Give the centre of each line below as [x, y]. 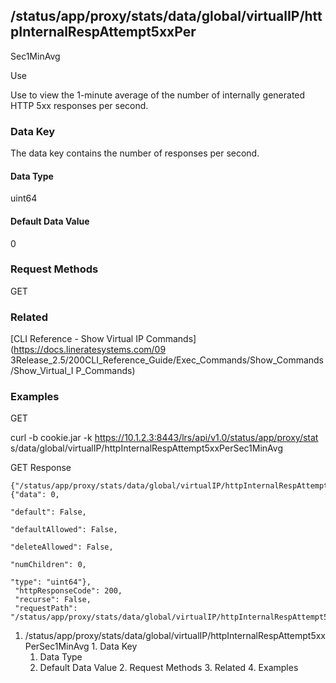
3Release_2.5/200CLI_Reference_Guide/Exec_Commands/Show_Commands [167, 360]
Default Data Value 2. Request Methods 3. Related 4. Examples [169, 668]
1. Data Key [114, 646]
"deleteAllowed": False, [62, 547]
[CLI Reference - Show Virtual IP [77, 339]
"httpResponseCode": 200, [68, 591]
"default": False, [48, 512]
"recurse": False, [53, 600]
